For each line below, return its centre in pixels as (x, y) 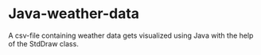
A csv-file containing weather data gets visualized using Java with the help (131, 35)
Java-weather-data (74, 14)
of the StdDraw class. (44, 43)
